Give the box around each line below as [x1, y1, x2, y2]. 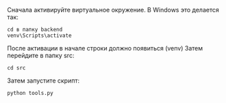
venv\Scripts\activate [7, 32, 72, 39]
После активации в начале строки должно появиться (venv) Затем [7, 44, 203, 52]
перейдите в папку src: [7, 51, 75, 59]
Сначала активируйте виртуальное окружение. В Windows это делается [7, 6, 219, 14]
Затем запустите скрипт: [7, 76, 80, 85]
